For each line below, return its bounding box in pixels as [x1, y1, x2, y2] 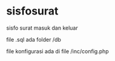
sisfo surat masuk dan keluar [6, 24, 78, 31]
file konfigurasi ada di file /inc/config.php [6, 47, 109, 55]
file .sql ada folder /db [6, 36, 62, 43]
